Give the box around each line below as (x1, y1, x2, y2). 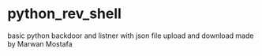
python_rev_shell (7, 5, 122, 23)
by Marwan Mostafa (7, 39, 73, 48)
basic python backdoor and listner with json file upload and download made (7, 31, 254, 40)
